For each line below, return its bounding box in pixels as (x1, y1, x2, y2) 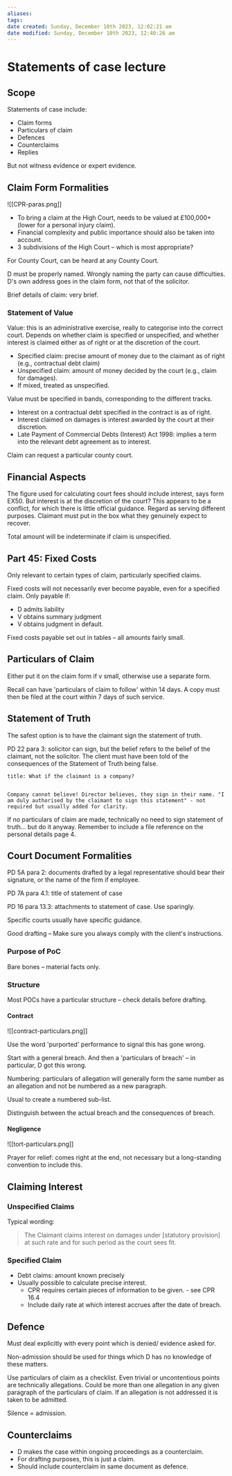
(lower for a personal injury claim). (17, 221, 116, 229)
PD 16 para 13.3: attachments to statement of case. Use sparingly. (7, 903, 195, 911)
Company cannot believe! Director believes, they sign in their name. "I (7, 791, 225, 798)
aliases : (7, 10, 33, 17)
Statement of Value (7, 308, 74, 318)
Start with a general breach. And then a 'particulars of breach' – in (7, 1054, 196, 1062)
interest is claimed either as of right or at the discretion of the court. (7, 338, 201, 347)
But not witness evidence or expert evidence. (7, 162, 137, 170)
